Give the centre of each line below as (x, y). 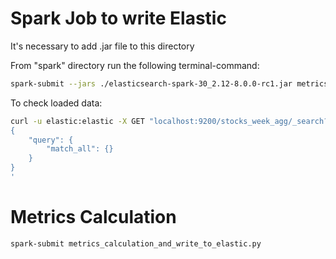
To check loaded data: (56, 103)
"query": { (51, 140)
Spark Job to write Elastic (118, 18)
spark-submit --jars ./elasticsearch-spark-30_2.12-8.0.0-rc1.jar (151, 83)
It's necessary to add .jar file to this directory (102, 46)
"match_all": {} (80, 149)
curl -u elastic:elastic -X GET (77, 121)
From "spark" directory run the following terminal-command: (135, 65)
